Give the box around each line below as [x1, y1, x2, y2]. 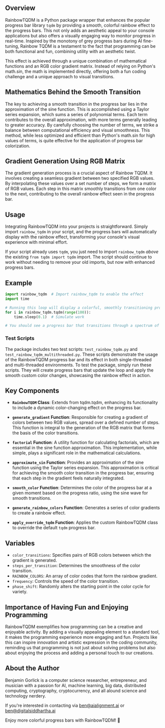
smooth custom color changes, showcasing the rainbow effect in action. [5, 372, 151, 378]
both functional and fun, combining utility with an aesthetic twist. [5, 48, 137, 54]
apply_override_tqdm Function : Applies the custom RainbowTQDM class [12, 519, 158, 526]
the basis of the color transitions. [12, 430, 80, 436]
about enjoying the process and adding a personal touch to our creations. [5, 650, 154, 656]
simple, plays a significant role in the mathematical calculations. [12, 450, 141, 456]
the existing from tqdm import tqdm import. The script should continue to [5, 254, 152, 260]
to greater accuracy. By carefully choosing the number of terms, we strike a [5, 122, 158, 127]
